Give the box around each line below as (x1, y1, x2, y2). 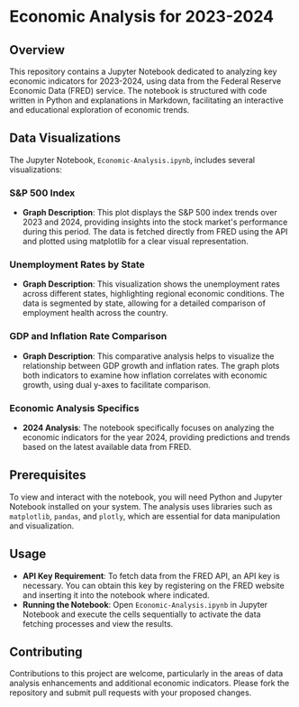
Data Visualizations (9, 131, 122, 146)
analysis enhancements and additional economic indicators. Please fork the (9, 678, 290, 689)
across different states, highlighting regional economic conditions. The (22, 289, 285, 299)
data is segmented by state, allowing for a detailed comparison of (22, 298, 266, 308)
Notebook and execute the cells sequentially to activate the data (22, 609, 261, 620)
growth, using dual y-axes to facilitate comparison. (22, 379, 212, 390)
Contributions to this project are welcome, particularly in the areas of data (9, 668, 284, 679)
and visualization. (9, 520, 75, 531)
